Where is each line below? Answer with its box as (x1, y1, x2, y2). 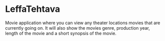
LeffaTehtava (5, 3, 60, 15)
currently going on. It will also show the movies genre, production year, (5, 25, 150, 31)
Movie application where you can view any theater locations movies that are (5, 20, 161, 26)
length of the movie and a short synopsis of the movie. (5, 30, 116, 36)
